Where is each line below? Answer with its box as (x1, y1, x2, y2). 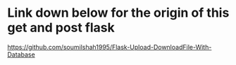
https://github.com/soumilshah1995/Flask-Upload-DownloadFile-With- (7, 43, 212, 51)
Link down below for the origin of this (7, 5, 230, 21)
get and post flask (7, 20, 115, 36)
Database (7, 50, 35, 59)
